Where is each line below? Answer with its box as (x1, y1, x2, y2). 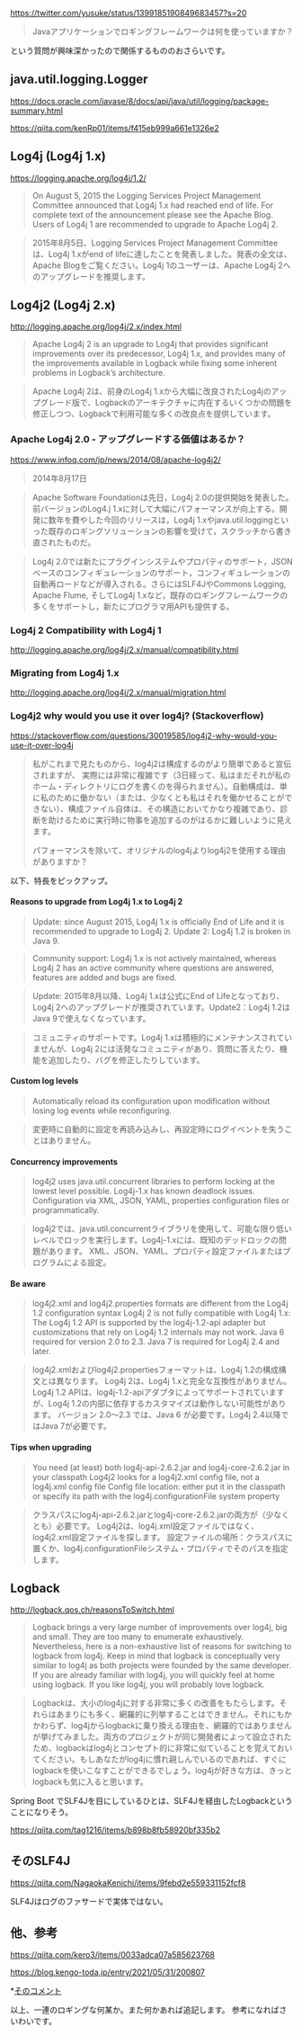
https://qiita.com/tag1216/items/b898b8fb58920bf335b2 (10, 1825, 221, 1835)
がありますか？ (31, 856, 88, 867)
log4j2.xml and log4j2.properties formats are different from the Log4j (31, 1299, 289, 1309)
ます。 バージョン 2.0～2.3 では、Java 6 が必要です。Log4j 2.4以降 (31, 1409, 281, 1420)
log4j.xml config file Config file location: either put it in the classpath (31, 1481, 286, 1492)
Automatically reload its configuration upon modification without (31, 1096, 271, 1107)
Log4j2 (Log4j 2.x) (10, 298, 116, 313)
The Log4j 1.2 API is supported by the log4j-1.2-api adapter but (31, 1317, 266, 1328)
